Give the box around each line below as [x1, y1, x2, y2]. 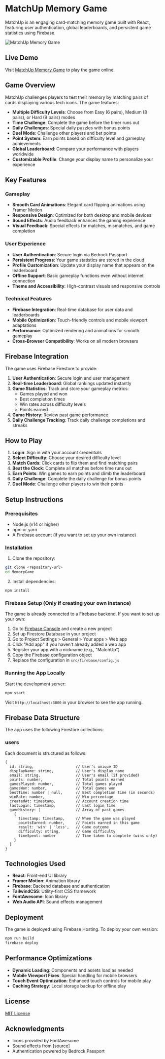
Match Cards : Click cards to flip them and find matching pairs [12, 460, 138, 466]
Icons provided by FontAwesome [12, 1038, 79, 1044]
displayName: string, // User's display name [9, 768, 125, 773]
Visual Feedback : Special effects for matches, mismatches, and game [12, 223, 155, 229]
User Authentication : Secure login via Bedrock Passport [12, 251, 128, 257]
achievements [12, 140, 41, 146]
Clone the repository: [12, 555, 56, 561]
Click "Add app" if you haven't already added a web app [12, 641, 127, 647]
